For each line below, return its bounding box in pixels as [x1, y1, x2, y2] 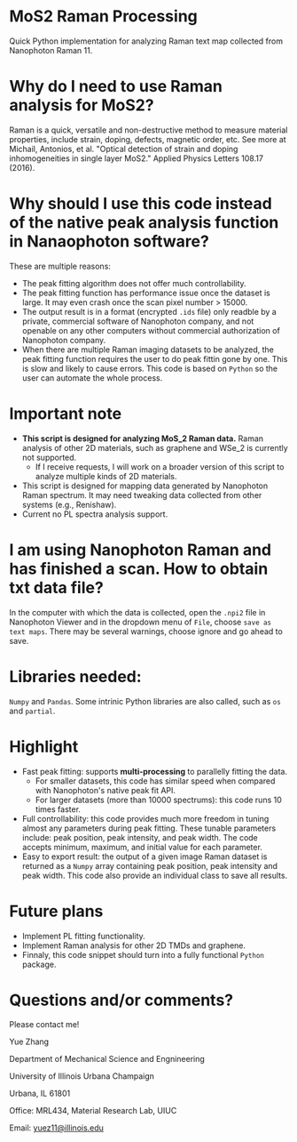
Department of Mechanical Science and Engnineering [9, 1054, 206, 1065]
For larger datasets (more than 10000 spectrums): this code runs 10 [35, 794, 282, 805]
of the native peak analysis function [9, 213, 279, 233]
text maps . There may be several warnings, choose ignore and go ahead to [9, 625, 284, 637]
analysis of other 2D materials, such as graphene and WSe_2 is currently [21, 442, 288, 453]
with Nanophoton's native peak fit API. [35, 784, 176, 795]
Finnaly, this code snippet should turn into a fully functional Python [21, 949, 264, 960]
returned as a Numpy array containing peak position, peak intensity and [21, 860, 277, 871]
